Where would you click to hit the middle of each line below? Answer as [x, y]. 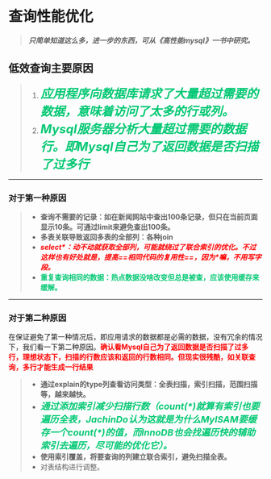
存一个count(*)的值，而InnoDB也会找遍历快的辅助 [148, 433]
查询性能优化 [51, 17]
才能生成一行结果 [65, 367]
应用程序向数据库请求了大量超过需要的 [149, 94]
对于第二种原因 [38, 318]
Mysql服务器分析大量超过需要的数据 [143, 129]
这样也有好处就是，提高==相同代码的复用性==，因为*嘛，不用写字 [151, 257]
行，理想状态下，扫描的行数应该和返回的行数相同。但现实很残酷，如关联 [128, 357]
